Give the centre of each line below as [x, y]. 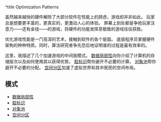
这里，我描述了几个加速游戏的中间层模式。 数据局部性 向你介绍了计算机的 [78, 55]
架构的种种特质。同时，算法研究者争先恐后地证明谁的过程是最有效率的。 [77, 45]
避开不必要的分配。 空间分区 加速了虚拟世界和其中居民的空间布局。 [72, 68]
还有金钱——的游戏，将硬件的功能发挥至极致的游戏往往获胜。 [83, 29]
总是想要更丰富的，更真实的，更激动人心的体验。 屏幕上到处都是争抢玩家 [78, 23]
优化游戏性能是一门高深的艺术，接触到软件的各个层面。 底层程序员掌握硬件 [80, 39]
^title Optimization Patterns [32, 7]
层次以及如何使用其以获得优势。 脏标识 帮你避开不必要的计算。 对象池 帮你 [82, 61]
